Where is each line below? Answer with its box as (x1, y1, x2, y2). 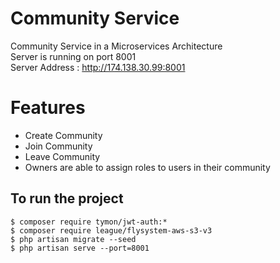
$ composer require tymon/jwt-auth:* (10, 217, 168, 227)
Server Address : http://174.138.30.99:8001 (10, 61, 186, 73)
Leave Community (24, 150, 101, 162)
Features (10, 97, 86, 119)
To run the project (10, 190, 124, 207)
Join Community (24, 140, 93, 152)
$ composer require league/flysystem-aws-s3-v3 (10, 225, 213, 236)
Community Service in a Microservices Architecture (10, 40, 223, 52)
